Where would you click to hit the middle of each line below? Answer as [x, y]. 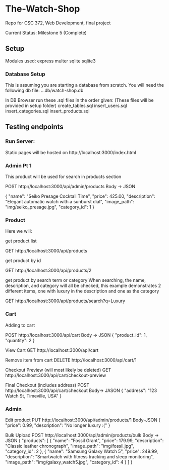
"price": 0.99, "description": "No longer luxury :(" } [58, 425]
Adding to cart [20, 325]
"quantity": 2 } [20, 340]
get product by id [23, 261]
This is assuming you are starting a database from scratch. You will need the [85, 85]
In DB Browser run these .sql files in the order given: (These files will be [79, 100]
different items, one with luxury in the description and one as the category [82, 291]
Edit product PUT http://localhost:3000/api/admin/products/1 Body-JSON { [83, 420]
